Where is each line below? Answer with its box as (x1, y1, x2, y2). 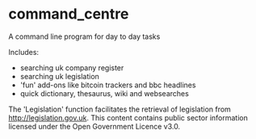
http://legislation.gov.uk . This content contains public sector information (8, 112, 248, 122)
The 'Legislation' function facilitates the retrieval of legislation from (8, 104, 232, 114)
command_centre (8, 5, 129, 23)
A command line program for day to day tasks (8, 32, 161, 41)
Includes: (8, 47, 39, 57)
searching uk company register (19, 62, 124, 73)
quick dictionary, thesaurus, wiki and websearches (19, 88, 190, 98)
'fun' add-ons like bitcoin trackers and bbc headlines (19, 80, 196, 90)
